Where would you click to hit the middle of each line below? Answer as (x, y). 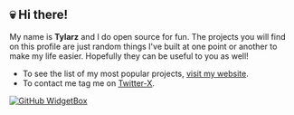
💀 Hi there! (39, 15)
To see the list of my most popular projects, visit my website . (135, 73)
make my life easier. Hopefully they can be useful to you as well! (129, 56)
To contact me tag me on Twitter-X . (89, 83)
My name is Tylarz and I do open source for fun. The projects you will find (148, 36)
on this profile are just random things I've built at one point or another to (143, 46)
